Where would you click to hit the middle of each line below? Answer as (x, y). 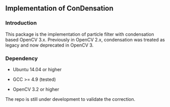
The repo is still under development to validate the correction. (70, 99)
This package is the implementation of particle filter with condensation (80, 34)
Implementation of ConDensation (59, 8)
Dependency (22, 58)
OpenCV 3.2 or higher (36, 89)
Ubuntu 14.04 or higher (37, 69)
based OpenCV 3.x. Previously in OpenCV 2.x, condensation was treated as (85, 39)
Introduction (21, 23)
